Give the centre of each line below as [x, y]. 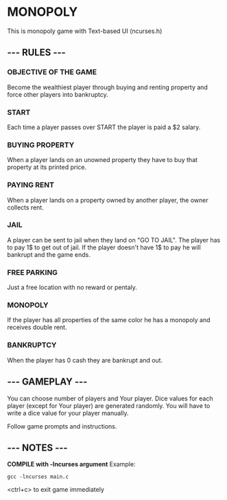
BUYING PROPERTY [41, 145]
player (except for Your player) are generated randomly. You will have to [109, 405]
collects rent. [26, 207]
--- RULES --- [37, 53]
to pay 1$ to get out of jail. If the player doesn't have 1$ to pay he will [104, 247]
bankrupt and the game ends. [49, 254]
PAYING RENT [31, 185]
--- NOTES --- [37, 447]
